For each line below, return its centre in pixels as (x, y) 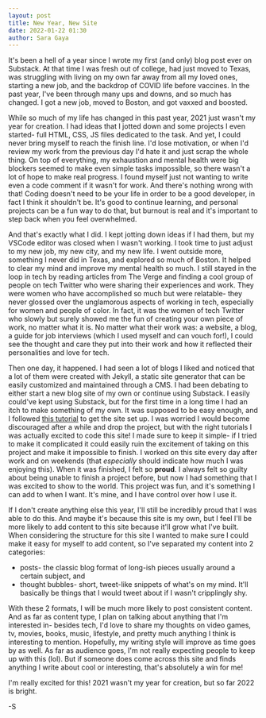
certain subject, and (52, 576)
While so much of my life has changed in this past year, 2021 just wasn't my (132, 118)
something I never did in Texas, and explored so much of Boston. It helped (130, 260)
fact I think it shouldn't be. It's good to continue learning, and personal (123, 203)
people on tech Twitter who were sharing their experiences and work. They (131, 285)
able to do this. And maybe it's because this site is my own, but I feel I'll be (130, 519)
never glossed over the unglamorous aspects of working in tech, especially (131, 302)
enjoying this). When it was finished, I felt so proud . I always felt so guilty (128, 469)
